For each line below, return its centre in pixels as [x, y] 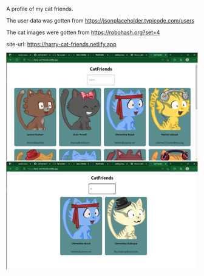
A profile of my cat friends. [40, 9]
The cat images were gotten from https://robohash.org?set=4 [83, 32]
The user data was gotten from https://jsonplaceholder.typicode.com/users [100, 20]
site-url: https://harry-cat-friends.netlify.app [61, 44]
